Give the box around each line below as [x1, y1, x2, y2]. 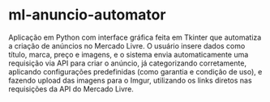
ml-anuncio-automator [8, 6, 166, 24]
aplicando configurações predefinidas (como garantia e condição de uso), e [8, 66, 263, 76]
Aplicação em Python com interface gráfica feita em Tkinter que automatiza [8, 32, 262, 42]
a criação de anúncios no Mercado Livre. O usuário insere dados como [8, 40, 246, 50]
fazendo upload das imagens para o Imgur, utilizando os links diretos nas [8, 75, 253, 85]
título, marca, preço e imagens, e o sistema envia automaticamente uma [8, 49, 249, 59]
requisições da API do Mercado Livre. [8, 83, 134, 94]
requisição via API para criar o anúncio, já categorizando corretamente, [8, 58, 247, 68]
